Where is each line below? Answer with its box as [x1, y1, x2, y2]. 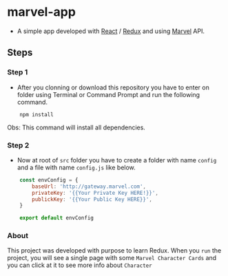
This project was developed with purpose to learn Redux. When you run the [7, 246, 222, 255]
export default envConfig [19, 215, 94, 222]
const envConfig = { [19, 176, 79, 183]
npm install [19, 111, 54, 118]
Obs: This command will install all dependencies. [7, 123, 146, 131]
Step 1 [7, 67, 28, 77]
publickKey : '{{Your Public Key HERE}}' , [32, 195, 153, 203]
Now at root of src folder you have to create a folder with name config [17, 156, 217, 164]
